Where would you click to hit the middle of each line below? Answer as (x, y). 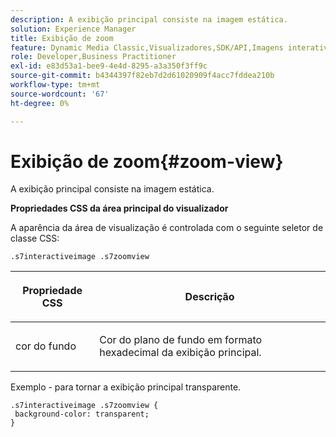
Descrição (209, 297)
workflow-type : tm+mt (55, 85)
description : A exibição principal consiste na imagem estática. (149, 19)
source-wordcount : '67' (60, 94)
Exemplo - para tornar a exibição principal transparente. (126, 387)
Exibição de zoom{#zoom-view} (147, 161)
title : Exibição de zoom (62, 38)
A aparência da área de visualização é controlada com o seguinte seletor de (167, 228)
